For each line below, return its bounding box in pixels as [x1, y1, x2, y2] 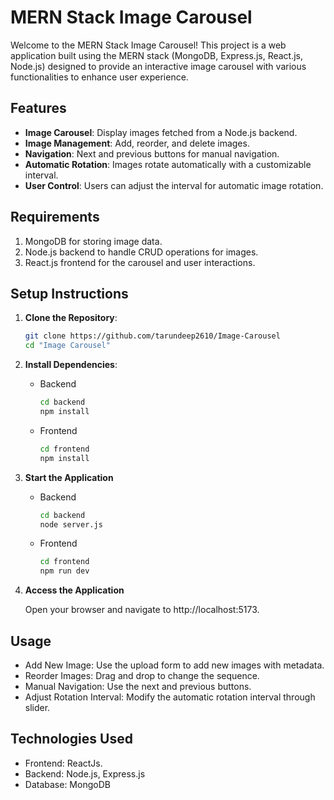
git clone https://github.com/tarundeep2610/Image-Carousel [24, 331, 281, 341]
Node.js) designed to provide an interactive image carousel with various [10, 60, 307, 72]
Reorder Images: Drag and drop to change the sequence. [24, 669, 260, 681]
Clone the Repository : [24, 312, 118, 324]
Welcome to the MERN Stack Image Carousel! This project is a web [10, 39, 287, 51]
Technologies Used [10, 731, 133, 748]
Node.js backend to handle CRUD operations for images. [24, 246, 259, 258]
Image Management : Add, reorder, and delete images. [24, 137, 250, 149]
